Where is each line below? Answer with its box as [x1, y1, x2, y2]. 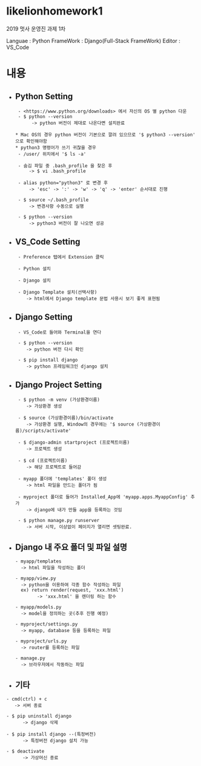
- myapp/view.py [15, 575, 56, 582]
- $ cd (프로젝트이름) [18, 458, 68, 464]
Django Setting [15, 312, 73, 322]
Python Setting [15, 91, 73, 101]
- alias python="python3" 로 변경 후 [18, 180, 108, 186]
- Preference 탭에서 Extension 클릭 [18, 254, 104, 260]
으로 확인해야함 [15, 138, 47, 144]
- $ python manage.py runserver [18, 518, 100, 524]
